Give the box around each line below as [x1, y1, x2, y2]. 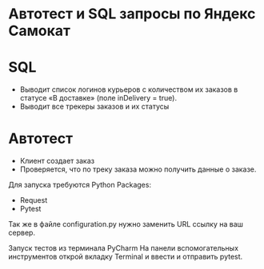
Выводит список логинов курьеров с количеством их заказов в [19, 85, 238, 94]
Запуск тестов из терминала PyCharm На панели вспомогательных [8, 243, 238, 253]
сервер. [8, 228, 36, 238]
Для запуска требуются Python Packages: [8, 180, 152, 190]
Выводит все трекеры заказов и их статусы [19, 101, 170, 112]
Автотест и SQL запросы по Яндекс [8, 5, 256, 23]
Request [19, 196, 48, 205]
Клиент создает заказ [19, 156, 94, 166]
